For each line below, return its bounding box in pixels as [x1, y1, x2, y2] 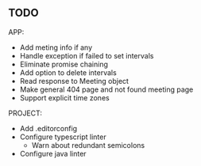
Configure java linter [19, 149, 87, 158]
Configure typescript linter [19, 132, 106, 141]
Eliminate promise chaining [19, 59, 109, 69]
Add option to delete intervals [19, 67, 117, 77]
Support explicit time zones [19, 92, 110, 102]
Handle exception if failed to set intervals [19, 51, 154, 60]
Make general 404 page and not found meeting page [19, 85, 194, 94]
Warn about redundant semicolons [31, 140, 145, 149]
